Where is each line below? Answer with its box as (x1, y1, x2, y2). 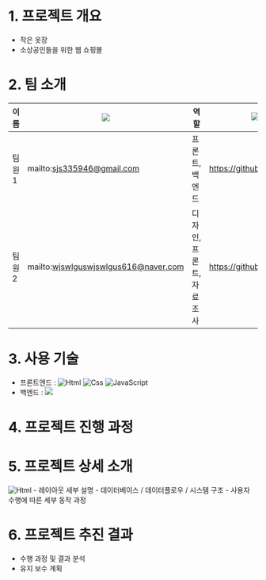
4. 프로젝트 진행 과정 (8, 418, 134, 436)
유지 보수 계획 (19, 563, 63, 573)
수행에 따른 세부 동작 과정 (8, 495, 87, 505)
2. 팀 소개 (8, 76, 66, 94)
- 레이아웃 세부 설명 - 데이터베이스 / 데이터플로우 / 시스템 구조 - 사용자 (32, 485, 251, 494)
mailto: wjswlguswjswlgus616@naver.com (27, 261, 184, 272)
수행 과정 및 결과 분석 (19, 553, 85, 563)
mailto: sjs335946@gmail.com (27, 163, 140, 174)
